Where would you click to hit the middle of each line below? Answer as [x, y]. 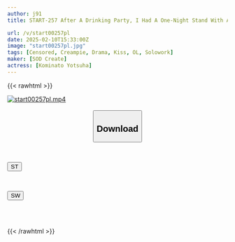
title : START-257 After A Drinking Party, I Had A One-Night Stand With [115, 20]
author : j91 [24, 14]
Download [117, 129]
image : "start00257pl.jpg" [47, 46]
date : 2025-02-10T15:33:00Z [48, 39]
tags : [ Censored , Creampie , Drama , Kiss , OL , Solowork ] [90, 53]
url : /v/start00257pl [39, 33]
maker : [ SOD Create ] [37, 59]
